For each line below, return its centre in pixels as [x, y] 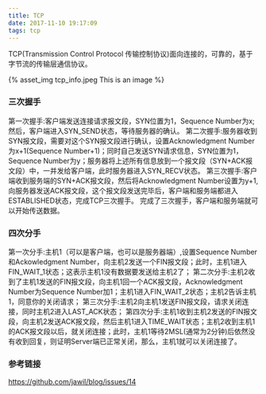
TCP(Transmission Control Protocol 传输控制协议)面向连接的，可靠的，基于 [131, 54]
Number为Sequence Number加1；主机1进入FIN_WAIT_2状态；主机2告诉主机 [132, 291]
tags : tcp [25, 30]
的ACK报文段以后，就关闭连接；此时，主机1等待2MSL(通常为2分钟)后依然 [128, 331]
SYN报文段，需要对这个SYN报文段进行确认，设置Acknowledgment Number [132, 141]
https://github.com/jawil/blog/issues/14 [72, 382]
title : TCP [26, 16]
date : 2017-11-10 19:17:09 [53, 23]
